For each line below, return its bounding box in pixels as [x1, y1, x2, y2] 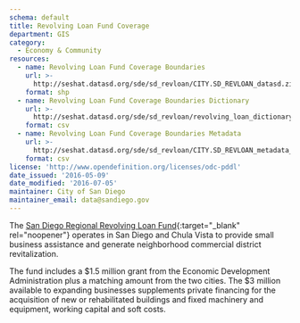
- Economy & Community [17, 46, 102, 55]
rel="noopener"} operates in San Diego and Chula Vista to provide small [9, 229, 274, 240]
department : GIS [9, 29, 70, 38]
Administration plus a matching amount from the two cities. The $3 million [9, 275, 281, 286]
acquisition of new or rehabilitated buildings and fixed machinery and [9, 294, 264, 304]
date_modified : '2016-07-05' [9, 179, 118, 188]
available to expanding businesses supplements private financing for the [9, 285, 277, 295]
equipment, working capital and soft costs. [9, 303, 167, 314]
